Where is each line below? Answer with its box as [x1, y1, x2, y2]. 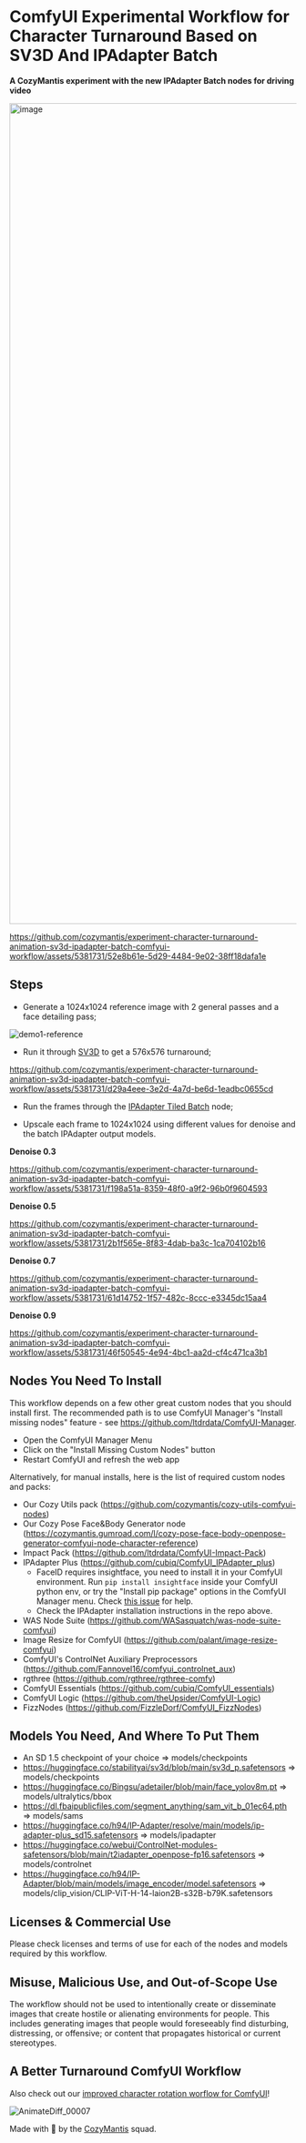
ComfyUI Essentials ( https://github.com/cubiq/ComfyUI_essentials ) [22, 1682, 275, 1693]
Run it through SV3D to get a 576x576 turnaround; [22, 1046, 211, 1057]
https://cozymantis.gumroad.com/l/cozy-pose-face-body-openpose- [25, 1527, 287, 1538]
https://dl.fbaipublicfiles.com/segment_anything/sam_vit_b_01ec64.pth [22, 1801, 288, 1811]
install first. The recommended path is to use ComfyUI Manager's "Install [9, 1407, 283, 1418]
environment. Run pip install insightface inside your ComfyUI [36, 1576, 278, 1587]
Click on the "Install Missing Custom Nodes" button [22, 1444, 216, 1454]
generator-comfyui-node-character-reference [22, 1537, 196, 1548]
